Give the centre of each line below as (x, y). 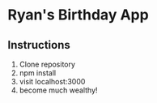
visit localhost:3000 (52, 82)
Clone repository (47, 64)
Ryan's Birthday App (78, 15)
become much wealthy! (58, 90)
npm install (38, 73)
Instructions (39, 45)
